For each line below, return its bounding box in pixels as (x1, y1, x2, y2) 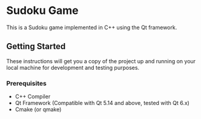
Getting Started (6, 41, 66, 52)
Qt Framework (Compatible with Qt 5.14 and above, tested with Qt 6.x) (15, 100, 189, 107)
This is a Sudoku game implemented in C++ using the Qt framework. (6, 24, 177, 31)
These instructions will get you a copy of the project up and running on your (6, 57, 196, 64)
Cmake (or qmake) (15, 106, 62, 113)
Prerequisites (6, 79, 47, 87)
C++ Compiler (15, 93, 51, 100)
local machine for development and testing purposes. (6, 64, 140, 71)
